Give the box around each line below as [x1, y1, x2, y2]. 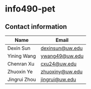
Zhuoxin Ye [7, 68, 33, 75]
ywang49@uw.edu [40, 53, 84, 59]
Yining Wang [7, 53, 36, 59]
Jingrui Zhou [7, 76, 36, 83]
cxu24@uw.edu [40, 61, 77, 67]
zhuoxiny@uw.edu [40, 68, 83, 75]
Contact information [5, 23, 67, 31]
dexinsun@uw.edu [40, 45, 83, 51]
